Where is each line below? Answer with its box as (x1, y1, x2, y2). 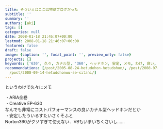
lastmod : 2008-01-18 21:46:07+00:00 (5, 39, 79, 44)
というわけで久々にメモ (5, 84, 52, 90)
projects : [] (5, 57, 32, 62)
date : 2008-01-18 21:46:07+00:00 (5, 34, 73, 39)
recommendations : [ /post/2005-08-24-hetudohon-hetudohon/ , (5, 66, 127, 71)
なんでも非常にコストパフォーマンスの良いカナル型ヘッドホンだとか (5, 106, 141, 112)
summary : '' (5, 16, 29, 21)
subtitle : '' (5, 12, 32, 16)
